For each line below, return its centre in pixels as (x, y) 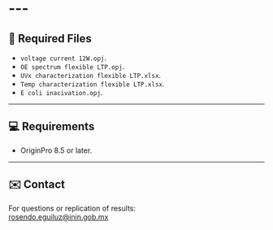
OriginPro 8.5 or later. (56, 150)
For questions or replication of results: (72, 208)
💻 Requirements (52, 126)
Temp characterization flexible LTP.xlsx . (92, 84)
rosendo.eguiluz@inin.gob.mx (58, 217)
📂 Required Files (50, 39)
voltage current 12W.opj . (63, 58)
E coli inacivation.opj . (61, 92)
